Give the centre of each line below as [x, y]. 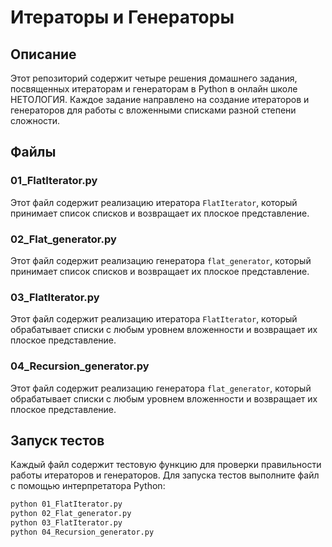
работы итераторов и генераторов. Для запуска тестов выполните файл [165, 475]
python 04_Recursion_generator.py [82, 532]
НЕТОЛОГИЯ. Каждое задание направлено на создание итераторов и [160, 99]
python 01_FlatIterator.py [66, 504]
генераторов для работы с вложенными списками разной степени [153, 110]
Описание [43, 54]
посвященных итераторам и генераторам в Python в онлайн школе [154, 89]
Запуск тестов [57, 440]
